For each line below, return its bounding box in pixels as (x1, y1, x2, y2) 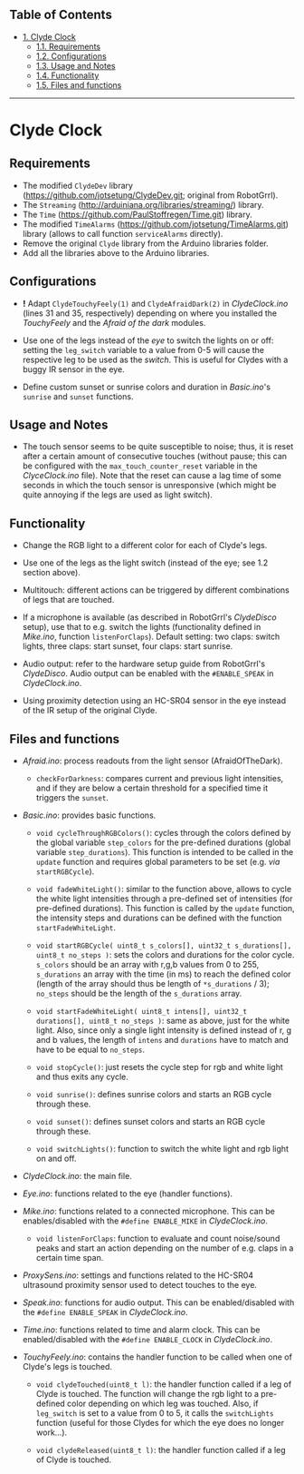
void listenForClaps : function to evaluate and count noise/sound (35, 1233, 280, 1244)
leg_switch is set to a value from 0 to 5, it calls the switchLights (35, 1408, 274, 1419)
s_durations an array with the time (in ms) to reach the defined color (35, 968, 291, 979)
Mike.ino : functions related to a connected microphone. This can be (22, 1206, 276, 1217)
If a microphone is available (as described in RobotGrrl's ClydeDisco (22, 612, 278, 623)
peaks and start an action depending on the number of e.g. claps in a (35, 1243, 294, 1253)
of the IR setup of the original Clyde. (22, 705, 158, 716)
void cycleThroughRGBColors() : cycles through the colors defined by (35, 828, 291, 839)
